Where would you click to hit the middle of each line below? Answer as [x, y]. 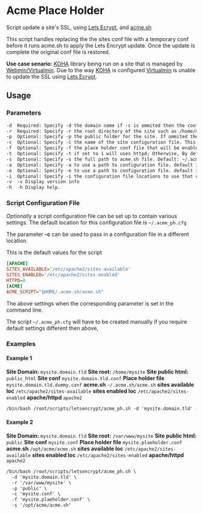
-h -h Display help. [34, 188]
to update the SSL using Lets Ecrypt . [52, 76]
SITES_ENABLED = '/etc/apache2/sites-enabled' [63, 275]
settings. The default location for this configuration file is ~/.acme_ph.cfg [96, 222]
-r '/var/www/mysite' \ [41, 482]
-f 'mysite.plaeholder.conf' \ [51, 500]
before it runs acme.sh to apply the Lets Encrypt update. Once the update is [101, 45]
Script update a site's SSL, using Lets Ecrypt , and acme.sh [79, 27]
